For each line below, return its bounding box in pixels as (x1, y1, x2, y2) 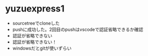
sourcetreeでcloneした (12, 20, 60, 26)
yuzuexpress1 (5, 3, 65, 14)
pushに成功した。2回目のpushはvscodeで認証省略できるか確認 (12, 26, 143, 32)
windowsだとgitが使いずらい (12, 45, 72, 51)
